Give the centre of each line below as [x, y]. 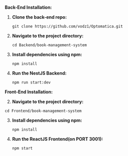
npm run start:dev [31, 83]
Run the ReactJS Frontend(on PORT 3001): [57, 139]
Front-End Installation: [29, 92]
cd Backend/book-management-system [49, 45]
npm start [22, 148]
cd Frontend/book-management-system [43, 111]
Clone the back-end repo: [39, 17]
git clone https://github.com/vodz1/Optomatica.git [67, 26]
